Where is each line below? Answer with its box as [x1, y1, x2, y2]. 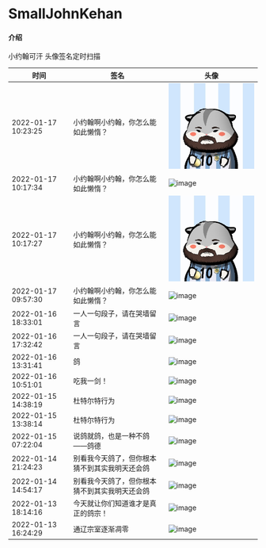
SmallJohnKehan [8, 5, 123, 23]
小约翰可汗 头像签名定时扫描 [8, 52, 101, 61]
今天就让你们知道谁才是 [73, 498, 150, 508]
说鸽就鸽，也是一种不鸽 [73, 431, 150, 441]
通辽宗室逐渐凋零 [73, 524, 129, 534]
